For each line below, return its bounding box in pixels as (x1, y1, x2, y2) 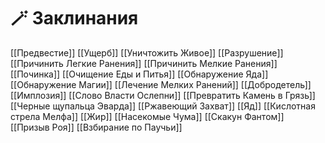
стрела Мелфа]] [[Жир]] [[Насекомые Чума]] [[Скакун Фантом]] (10, 110, 285, 122)
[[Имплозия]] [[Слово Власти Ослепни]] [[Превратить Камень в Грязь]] (10, 89, 316, 101)
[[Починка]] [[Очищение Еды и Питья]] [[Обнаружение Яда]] (10, 68, 269, 80)
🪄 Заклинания (10, 7, 139, 30)
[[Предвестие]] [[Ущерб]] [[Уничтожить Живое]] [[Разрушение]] (10, 46, 284, 59)
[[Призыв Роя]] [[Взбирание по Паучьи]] (10, 121, 183, 133)
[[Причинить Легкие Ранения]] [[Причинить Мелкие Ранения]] (10, 57, 278, 69)
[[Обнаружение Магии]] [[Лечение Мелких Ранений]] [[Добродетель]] (10, 78, 312, 90)
